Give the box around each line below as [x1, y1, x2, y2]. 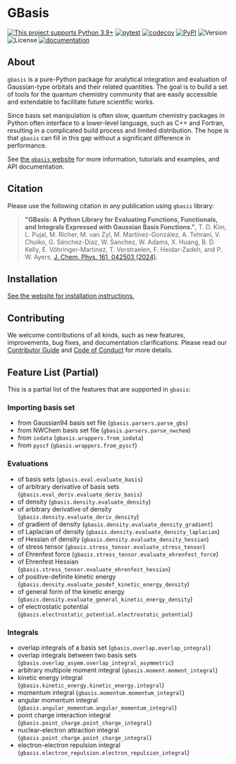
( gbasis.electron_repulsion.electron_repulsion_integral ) [17, 748, 190, 756]
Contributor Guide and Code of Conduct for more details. [7, 346, 173, 354]
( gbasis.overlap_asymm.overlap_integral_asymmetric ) [17, 658, 174, 667]
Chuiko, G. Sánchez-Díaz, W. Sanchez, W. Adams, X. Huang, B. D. [24, 238, 216, 246]
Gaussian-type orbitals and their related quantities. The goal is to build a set [7, 83, 228, 91]
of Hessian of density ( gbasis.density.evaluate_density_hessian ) [17, 535, 209, 543]
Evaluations [7, 459, 49, 468]
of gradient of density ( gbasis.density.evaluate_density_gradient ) [17, 520, 213, 528]
